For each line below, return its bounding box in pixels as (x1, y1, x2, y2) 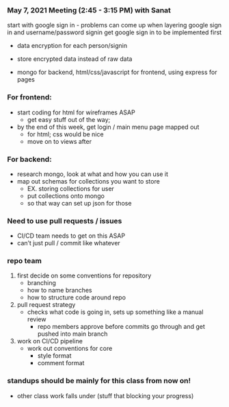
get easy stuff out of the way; (27, 115, 111, 123)
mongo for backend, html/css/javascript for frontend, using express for (16, 68, 217, 77)
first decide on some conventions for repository (16, 271, 152, 280)
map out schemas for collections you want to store (16, 177, 161, 185)
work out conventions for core (27, 345, 113, 353)
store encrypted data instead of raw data (16, 55, 133, 63)
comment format (37, 359, 85, 367)
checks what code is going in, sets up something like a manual (27, 308, 204, 317)
